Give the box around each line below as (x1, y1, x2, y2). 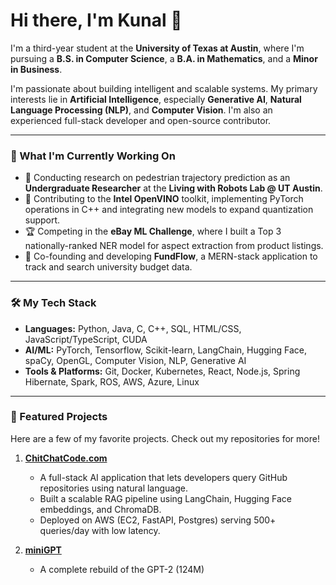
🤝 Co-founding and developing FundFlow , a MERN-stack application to (24, 250, 318, 263)
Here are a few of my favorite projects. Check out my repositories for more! (10, 432, 320, 444)
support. (24, 214, 61, 226)
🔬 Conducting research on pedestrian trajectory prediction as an (24, 172, 291, 184)
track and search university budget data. (24, 261, 193, 273)
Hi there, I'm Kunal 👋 (10, 9, 183, 32)
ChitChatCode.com (24, 452, 108, 464)
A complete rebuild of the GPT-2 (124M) (39, 563, 205, 575)
